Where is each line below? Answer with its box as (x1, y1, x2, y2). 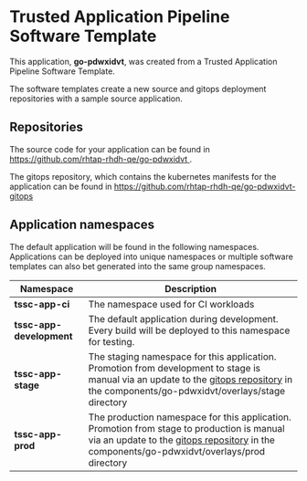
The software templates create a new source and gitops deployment (9, 83, 267, 94)
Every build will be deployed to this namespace (88, 324, 291, 337)
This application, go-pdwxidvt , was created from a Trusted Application (9, 56, 278, 67)
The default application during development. (88, 312, 279, 325)
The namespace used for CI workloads (88, 298, 255, 310)
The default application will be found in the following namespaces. (9, 241, 259, 252)
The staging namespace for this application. (88, 350, 277, 362)
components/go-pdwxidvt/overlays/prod (88, 444, 266, 457)
